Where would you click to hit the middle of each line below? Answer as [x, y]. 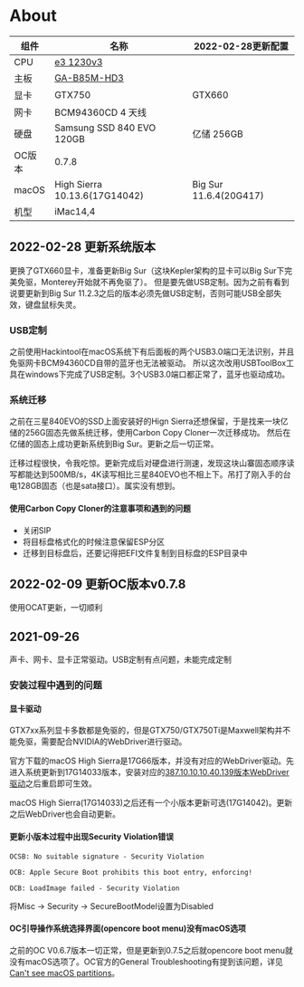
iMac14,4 [75, 211]
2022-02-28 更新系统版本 [83, 247]
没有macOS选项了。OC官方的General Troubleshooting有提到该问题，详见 [146, 962]
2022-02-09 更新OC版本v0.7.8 [98, 584]
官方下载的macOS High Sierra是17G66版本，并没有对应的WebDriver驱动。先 [152, 761]
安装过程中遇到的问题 [56, 685]
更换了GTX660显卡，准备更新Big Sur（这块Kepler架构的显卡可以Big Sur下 [147, 270]
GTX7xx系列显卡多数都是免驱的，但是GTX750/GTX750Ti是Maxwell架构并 [146, 731]
